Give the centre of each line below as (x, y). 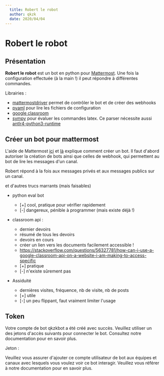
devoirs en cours (37, 240)
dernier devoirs (35, 229)
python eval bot (28, 196)
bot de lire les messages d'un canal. (42, 162)
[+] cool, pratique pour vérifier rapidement (63, 205)
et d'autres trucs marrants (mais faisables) (48, 186)
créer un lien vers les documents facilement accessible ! (77, 245)
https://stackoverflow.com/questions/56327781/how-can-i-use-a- (87, 250)
